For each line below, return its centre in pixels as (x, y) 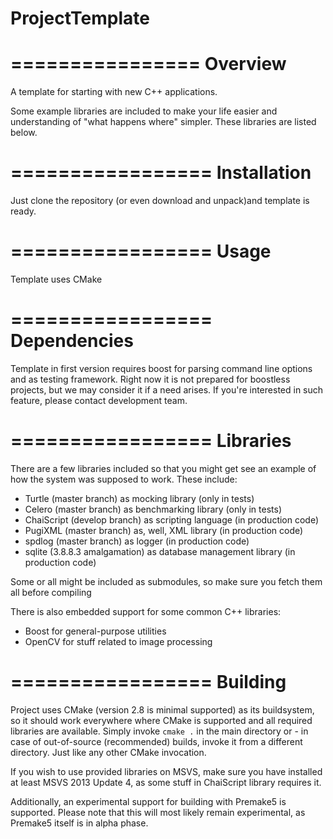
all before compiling (51, 592)
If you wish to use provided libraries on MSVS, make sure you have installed (166, 771)
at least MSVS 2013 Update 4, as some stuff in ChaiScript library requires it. (166, 782)
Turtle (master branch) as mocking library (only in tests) (139, 498)
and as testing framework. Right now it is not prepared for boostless (150, 379)
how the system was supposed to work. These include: (124, 479)
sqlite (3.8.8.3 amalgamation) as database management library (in (160, 551)
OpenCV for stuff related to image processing (118, 641)
